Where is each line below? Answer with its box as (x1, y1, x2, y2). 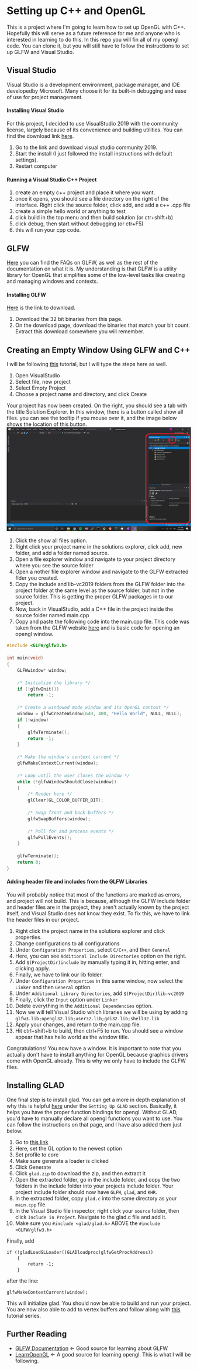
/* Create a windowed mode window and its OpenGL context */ (17, 705, 169, 711)
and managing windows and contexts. (6, 278, 98, 285)
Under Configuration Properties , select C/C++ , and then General (15, 946, 171, 953)
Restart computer (15, 163, 58, 170)
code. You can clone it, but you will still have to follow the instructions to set (6, 42, 189, 49)
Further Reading (6, 1329, 67, 1339)
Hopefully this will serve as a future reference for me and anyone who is (6, 29, 181, 36)
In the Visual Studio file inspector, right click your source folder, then (15, 1207, 179, 1214)
